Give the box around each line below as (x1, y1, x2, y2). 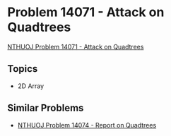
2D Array (17, 82, 45, 90)
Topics (7, 63, 38, 75)
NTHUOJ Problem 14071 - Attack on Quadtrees (7, 42, 144, 51)
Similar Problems (7, 102, 84, 114)
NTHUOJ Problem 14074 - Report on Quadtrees (17, 120, 157, 129)
